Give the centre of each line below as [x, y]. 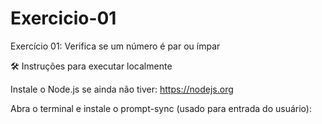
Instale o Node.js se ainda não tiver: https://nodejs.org [122, 89]
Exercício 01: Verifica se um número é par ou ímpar [115, 46]
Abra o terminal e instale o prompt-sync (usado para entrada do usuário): [161, 108]
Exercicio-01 [63, 18]
